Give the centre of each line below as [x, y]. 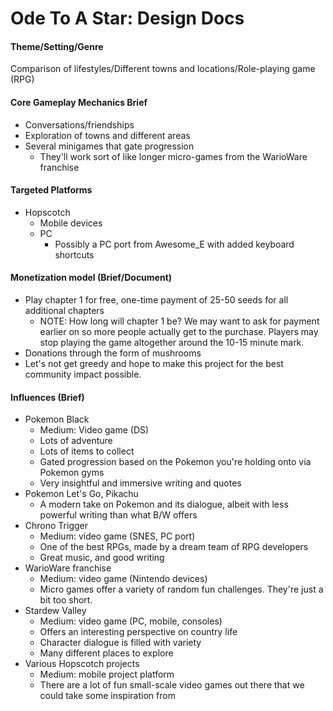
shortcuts [74, 254]
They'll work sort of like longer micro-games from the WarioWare [173, 156]
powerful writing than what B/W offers [118, 515]
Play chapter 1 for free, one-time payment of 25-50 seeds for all [156, 300]
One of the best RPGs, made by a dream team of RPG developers [174, 547]
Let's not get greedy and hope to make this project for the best [154, 363]
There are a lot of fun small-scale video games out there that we [172, 685]
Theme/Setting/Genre [57, 46]
